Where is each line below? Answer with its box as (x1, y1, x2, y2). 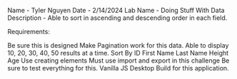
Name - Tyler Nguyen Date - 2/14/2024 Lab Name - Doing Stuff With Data (7, 6, 225, 14)
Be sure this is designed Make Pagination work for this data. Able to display (7, 41, 229, 49)
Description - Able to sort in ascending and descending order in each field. (7, 14, 228, 22)
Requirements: (7, 28, 50, 36)
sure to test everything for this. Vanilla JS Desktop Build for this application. (7, 64, 230, 72)
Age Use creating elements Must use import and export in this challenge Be (7, 56, 230, 65)
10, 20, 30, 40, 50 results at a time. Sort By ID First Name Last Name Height (7, 49, 229, 57)
